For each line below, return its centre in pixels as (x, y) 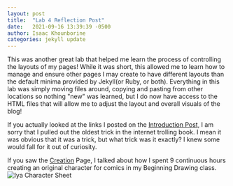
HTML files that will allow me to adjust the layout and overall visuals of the (114, 104)
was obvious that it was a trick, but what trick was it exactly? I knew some (114, 139)
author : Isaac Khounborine (47, 33)
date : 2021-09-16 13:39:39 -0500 (59, 26)
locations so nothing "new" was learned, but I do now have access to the (113, 96)
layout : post (26, 14)
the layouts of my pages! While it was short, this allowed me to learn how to (116, 67)
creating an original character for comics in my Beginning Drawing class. (112, 168)
